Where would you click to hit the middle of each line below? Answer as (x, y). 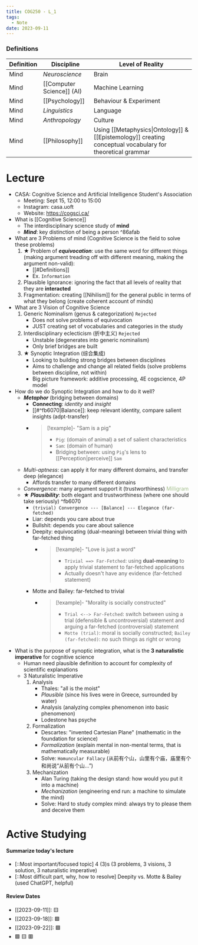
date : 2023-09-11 (27, 28)
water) (49, 701)
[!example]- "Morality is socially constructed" (111, 603)
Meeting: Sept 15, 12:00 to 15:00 (62, 201)
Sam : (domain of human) (84, 446)
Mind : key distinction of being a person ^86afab (82, 232)
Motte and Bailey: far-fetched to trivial (78, 591)
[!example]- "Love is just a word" (96, 549)
